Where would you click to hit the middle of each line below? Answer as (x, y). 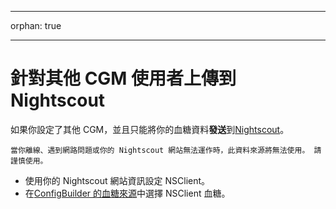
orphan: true (36, 25)
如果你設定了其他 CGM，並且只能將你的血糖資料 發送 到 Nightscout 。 (150, 129)
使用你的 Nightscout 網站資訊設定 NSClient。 (117, 180)
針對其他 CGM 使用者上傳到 (123, 78)
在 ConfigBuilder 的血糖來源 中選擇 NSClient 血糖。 (127, 193)
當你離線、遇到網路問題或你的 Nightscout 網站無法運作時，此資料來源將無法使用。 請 (166, 150)
